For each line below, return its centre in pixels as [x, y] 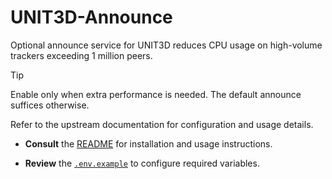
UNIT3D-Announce [91, 17]
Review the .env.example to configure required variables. [142, 163]
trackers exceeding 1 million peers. [81, 55]
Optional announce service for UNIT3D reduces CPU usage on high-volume [166, 45]
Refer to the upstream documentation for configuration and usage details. [162, 124]
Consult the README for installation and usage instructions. [148, 143]
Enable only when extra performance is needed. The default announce [156, 94]
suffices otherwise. [50, 105]
